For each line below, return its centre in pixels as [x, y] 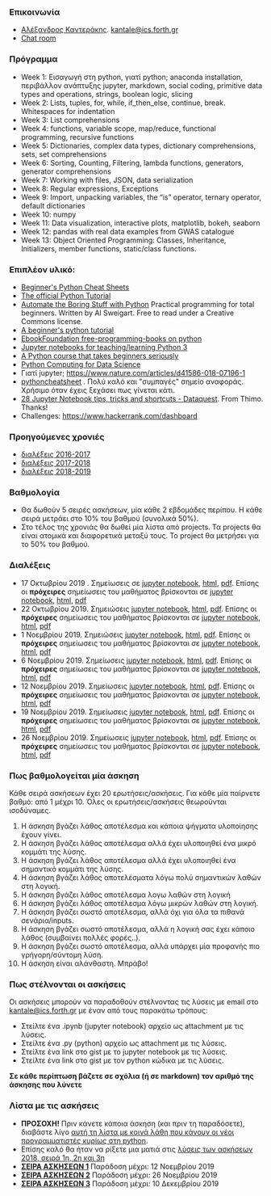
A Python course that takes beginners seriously [100, 356]
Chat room [38, 38]
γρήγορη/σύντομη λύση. [62, 955]
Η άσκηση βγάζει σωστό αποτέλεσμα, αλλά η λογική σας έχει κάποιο [138, 929]
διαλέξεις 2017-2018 [56, 463]
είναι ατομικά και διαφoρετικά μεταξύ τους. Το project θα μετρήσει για [140, 536]
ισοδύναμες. [30, 811]
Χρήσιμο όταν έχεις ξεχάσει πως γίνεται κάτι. [98, 390]
